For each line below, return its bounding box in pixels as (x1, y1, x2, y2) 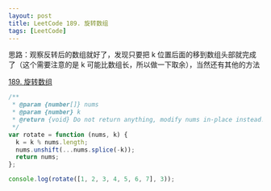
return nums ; (15, 153, 60, 161)
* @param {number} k (11, 108, 81, 117)
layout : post (8, 11, 52, 20)
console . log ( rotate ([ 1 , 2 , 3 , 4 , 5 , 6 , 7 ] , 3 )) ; (8, 175, 175, 184)
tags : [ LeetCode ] (8, 27, 67, 35)
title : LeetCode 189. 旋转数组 (8, 19, 109, 27)
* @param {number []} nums (11, 101, 99, 109)
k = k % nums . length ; (15, 138, 89, 146)
